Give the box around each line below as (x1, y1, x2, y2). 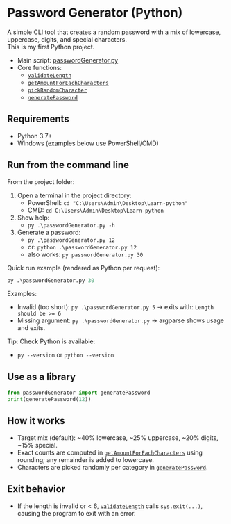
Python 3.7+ (17, 131, 53, 140)
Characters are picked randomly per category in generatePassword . (17, 463, 208, 471)
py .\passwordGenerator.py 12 (27, 236, 116, 244)
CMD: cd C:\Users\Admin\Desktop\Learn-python (27, 206, 164, 214)
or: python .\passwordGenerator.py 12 (27, 243, 137, 251)
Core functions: (17, 63, 62, 72)
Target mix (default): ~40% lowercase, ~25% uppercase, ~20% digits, (17, 433, 219, 442)
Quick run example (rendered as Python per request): (7, 263, 160, 272)
